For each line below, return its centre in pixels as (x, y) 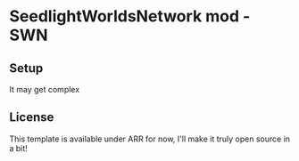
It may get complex (45, 89)
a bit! (19, 148)
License (32, 117)
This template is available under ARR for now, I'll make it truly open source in (150, 139)
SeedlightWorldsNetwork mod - (130, 16)
